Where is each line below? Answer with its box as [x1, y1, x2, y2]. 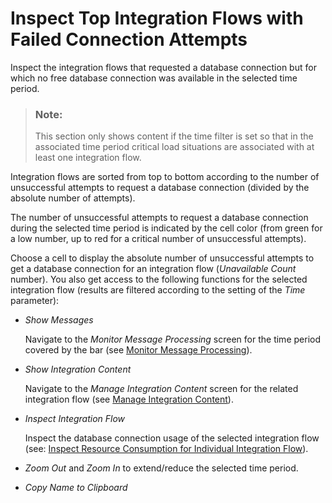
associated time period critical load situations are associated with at [34, 141, 315, 153]
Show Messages [24, 314, 94, 326]
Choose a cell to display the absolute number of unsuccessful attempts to [10, 252, 315, 264]
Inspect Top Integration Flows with [10, 7, 304, 30]
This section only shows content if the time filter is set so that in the [34, 130, 314, 142]
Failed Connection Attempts [10, 28, 248, 51]
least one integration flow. [34, 152, 142, 164]
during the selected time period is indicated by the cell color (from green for [10, 222, 323, 234]
